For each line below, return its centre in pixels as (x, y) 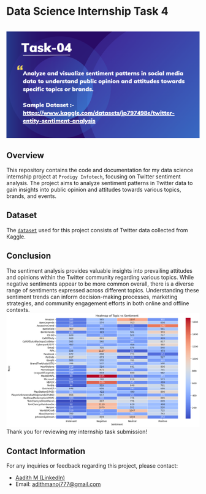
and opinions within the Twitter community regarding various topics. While (100, 277)
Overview (25, 155)
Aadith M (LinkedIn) (40, 478)
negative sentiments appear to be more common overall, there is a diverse (100, 284)
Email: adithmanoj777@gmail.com (58, 484)
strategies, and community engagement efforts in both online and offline (98, 303)
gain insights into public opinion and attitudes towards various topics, (94, 190)
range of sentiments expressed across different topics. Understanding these (103, 290)
